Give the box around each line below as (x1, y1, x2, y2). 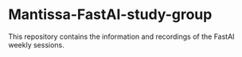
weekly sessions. (8, 40, 65, 49)
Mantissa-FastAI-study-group (8, 6, 213, 24)
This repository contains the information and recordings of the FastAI (8, 32, 235, 41)
